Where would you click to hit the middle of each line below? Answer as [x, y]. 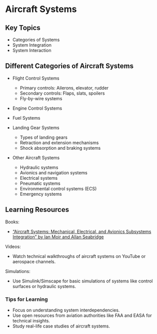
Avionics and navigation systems [53, 173]
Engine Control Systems [37, 108]
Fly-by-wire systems [41, 98]
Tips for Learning [27, 299]
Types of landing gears [43, 137]
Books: [12, 222]
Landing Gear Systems [36, 127]
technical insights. [31, 320]
